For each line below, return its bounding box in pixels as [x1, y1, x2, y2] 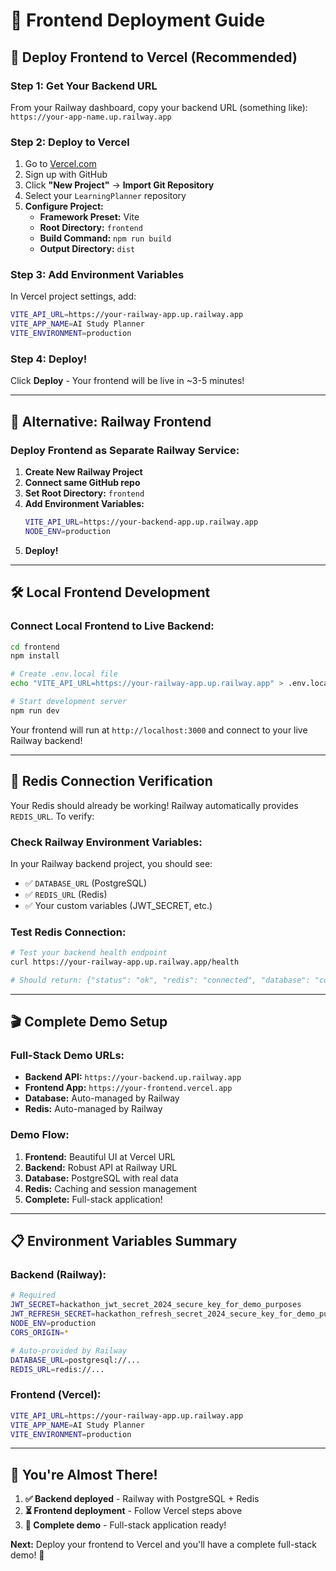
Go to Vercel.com [24, 158, 97, 170]
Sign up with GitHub [24, 169, 108, 181]
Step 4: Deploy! [10, 352, 88, 366]
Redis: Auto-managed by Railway [24, 1103, 163, 1115]
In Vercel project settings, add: [10, 290, 137, 303]
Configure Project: [24, 200, 104, 213]
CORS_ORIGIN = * [10, 1327, 70, 1338]
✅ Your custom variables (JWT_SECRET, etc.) [24, 899, 213, 911]
